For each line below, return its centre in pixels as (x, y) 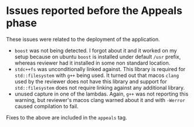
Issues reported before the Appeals (94, 11)
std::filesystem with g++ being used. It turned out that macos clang (97, 75)
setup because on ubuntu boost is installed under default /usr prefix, (98, 57)
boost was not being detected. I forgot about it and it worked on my (96, 50)
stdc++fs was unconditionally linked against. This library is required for (100, 69)
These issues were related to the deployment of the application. (83, 39)
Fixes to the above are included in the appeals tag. (67, 117)
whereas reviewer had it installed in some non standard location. (92, 63)
